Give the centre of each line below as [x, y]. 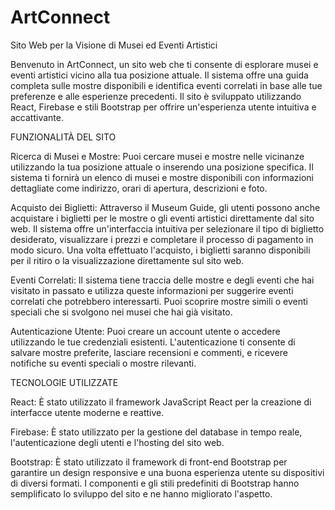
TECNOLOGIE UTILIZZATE [64, 382]
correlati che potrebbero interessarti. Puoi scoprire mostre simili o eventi [159, 301]
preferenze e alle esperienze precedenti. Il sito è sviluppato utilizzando [156, 96]
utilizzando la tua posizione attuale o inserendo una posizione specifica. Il [162, 167]
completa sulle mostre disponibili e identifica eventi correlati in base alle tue [166, 85]
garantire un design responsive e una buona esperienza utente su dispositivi [167, 472]
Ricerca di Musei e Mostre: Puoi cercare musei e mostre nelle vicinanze [157, 156]
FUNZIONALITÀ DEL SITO [63, 137]
